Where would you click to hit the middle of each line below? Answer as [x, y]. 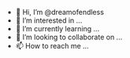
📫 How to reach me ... [52, 46]
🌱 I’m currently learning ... [58, 29]
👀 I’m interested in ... [49, 20]
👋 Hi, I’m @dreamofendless [60, 12]
